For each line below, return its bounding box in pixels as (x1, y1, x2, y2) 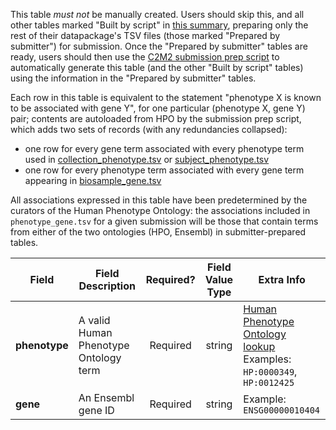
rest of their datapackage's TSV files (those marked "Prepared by (10, 30, 281, 41)
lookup (243, 340, 276, 353)
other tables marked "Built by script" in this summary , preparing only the (10, 19, 309, 31)
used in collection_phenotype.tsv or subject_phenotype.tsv (24, 154, 270, 165)
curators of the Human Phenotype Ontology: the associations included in (10, 205, 311, 216)
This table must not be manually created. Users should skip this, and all (10, 9, 305, 20)
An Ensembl (78, 391, 135, 404)
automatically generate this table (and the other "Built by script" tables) (10, 62, 304, 73)
